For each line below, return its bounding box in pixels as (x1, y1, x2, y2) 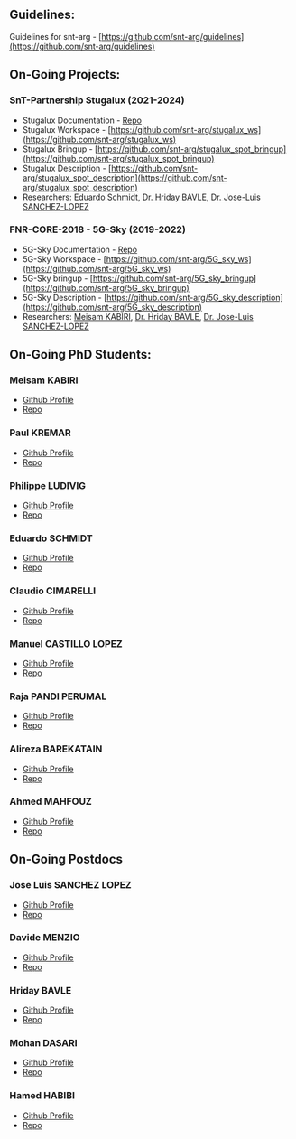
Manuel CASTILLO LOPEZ (9, 637, 124, 649)
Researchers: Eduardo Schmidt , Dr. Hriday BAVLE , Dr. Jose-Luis (22, 191, 262, 202)
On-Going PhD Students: (9, 347, 152, 362)
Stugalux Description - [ (22, 163, 112, 173)
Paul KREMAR (9, 426, 72, 439)
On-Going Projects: (9, 67, 121, 82)
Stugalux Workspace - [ (22, 124, 111, 135)
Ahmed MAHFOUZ (9, 795, 92, 808)
